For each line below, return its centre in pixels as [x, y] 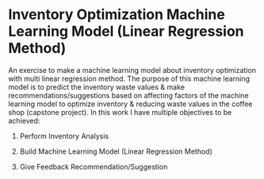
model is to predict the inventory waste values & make [96, 87]
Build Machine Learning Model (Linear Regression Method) [116, 151]
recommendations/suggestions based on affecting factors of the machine [128, 95]
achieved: [24, 120]
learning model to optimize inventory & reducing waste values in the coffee [130, 104]
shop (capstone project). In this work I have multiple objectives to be [120, 112]
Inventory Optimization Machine [117, 15]
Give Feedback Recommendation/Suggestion [94, 166]
